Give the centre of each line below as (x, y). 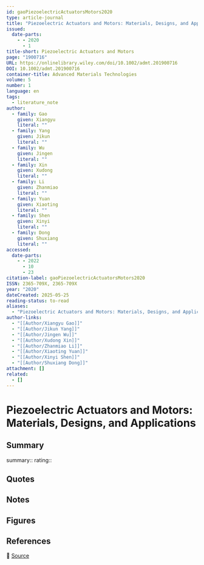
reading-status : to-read (38, 301)
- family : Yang (31, 131)
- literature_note (35, 102)
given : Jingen (35, 153)
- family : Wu (28, 148)
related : (17, 374)
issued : (16, 29)
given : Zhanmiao (38, 188)
